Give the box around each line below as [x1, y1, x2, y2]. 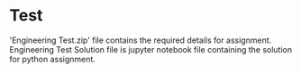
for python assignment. [9, 53, 96, 64]
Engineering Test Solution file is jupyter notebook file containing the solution [9, 44, 293, 54]
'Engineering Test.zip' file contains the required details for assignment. [9, 35, 272, 45]
